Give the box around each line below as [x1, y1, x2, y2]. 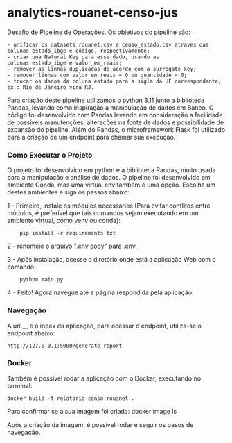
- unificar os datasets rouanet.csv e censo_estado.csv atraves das [7, 41, 209, 48]
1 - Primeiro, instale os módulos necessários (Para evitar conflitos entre [7, 201, 211, 210]
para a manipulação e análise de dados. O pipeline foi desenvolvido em [7, 174, 211, 182]
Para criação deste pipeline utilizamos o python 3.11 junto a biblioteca [7, 96, 205, 104]
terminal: [7, 381, 33, 390]
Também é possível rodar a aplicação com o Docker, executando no [7, 374, 202, 383]
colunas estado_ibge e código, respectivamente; [7, 47, 150, 54]
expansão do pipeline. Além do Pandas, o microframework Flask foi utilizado [7, 125, 226, 133]
